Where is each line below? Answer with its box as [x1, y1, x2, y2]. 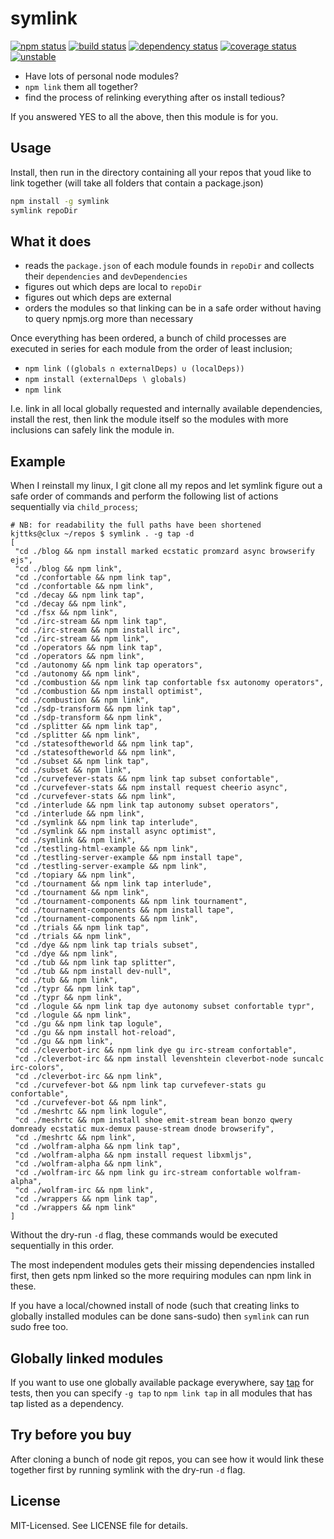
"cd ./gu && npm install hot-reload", [14, 1028, 177, 1038]
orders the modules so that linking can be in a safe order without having [24, 302, 322, 314]
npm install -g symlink [10, 196, 110, 206]
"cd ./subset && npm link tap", [14, 757, 150, 767]
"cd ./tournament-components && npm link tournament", [14, 897, 248, 907]
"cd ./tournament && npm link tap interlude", [14, 879, 213, 889]
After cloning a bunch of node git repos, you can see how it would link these [10, 1453, 325, 1465]
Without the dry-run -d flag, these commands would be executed [10, 1229, 278, 1241]
